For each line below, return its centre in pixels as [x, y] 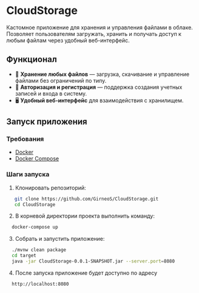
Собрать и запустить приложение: [60, 239]
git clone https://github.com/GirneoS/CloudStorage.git [86, 199]
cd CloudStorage [35, 204]
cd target [24, 256]
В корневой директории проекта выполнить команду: [85, 216]
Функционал [32, 59]
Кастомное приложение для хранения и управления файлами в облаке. [99, 27]
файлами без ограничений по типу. [61, 80]
